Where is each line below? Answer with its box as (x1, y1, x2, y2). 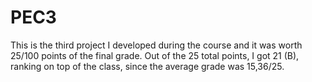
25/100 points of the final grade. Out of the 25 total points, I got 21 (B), (10, 49, 300, 61)
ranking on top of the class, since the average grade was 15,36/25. (10, 60, 285, 72)
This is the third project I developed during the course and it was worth (10, 39, 303, 51)
